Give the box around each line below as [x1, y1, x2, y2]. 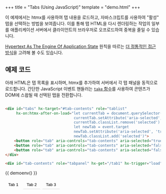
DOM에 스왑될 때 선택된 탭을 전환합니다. [5, 92, 83, 98]
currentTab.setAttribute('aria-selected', [73, 115, 163, 120]
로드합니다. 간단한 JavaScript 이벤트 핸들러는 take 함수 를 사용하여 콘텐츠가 [5, 86, 151, 92]
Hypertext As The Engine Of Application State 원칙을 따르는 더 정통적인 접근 [5, 44, 156, 49]
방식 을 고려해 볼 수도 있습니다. [5, 49, 63, 55]
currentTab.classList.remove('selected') [73, 120, 161, 125]
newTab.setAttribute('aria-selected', [73, 129, 154, 134]
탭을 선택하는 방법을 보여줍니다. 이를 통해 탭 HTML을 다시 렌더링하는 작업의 [5, 21, 151, 26]
